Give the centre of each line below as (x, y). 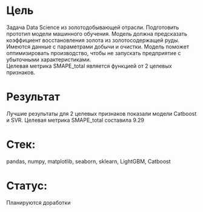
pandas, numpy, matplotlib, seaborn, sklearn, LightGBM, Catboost (88, 161)
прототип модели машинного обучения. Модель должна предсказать (97, 33)
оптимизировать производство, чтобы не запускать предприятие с (94, 53)
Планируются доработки (38, 202)
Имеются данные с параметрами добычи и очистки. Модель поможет (98, 47)
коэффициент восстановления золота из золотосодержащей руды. (93, 40)
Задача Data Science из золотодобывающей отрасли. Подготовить (93, 27)
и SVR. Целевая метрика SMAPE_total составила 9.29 (75, 120)
